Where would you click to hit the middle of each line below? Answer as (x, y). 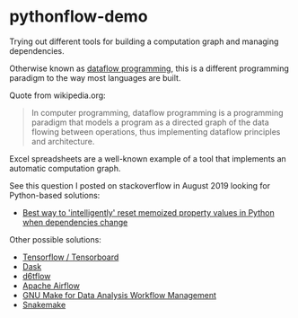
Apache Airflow (51, 286)
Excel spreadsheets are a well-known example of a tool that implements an (148, 158)
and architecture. (63, 141)
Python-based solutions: (55, 195)
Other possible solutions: (55, 239)
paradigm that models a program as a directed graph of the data (150, 122)
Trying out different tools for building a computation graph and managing (144, 41)
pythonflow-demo (79, 17)
